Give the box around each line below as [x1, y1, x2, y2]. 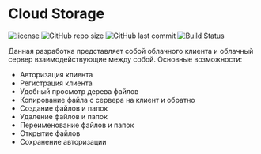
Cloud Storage [8, 5, 105, 23]
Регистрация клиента [19, 78, 93, 88]
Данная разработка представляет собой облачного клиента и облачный [8, 46, 254, 55]
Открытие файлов [19, 128, 81, 138]
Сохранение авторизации [19, 137, 107, 146]
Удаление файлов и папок [19, 111, 108, 121]
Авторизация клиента [19, 69, 93, 79]
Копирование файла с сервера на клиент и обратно [19, 95, 195, 104]
